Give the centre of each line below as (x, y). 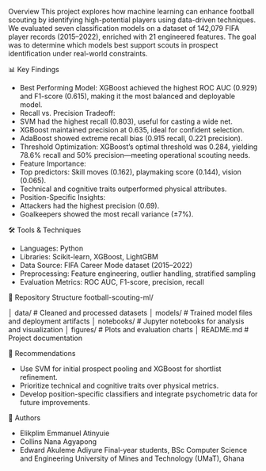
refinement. (38, 377)
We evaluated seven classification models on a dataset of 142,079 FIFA (124, 28)
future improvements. (55, 402)
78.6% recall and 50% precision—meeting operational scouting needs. (135, 155)
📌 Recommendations (42, 353)
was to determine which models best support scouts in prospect (113, 45)
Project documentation (46, 338)
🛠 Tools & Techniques (45, 230)
